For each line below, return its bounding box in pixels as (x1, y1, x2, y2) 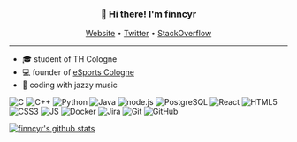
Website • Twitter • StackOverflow (85, 28, 212, 39)
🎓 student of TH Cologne (21, 54, 118, 64)
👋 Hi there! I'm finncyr (100, 8, 197, 20)
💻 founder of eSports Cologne (21, 67, 135, 78)
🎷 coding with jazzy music (21, 79, 118, 91)
